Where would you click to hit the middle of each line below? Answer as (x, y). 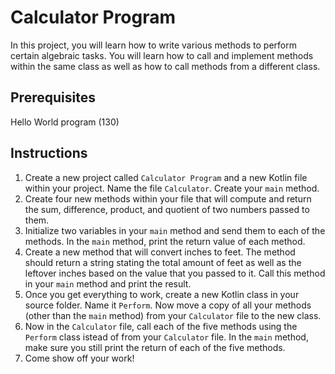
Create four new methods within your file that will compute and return (168, 198)
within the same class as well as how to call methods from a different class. (165, 66)
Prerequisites (53, 97)
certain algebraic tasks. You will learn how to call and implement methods (162, 55)
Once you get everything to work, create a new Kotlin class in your (162, 294)
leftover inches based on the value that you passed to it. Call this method (175, 273)
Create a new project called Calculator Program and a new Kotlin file (166, 177)
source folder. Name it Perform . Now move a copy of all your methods (168, 305)
